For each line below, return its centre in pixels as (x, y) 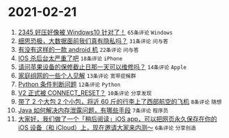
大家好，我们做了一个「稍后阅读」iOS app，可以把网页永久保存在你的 (117, 119)
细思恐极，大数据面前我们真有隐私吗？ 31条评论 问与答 (93, 41)
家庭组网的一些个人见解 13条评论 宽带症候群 (77, 75)
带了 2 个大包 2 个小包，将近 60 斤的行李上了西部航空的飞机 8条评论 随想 (120, 101)
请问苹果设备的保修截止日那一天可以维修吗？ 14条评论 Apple (102, 67)
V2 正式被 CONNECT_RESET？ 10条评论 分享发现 (85, 93)
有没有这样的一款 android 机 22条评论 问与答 (78, 49)
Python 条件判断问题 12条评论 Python (69, 84)
